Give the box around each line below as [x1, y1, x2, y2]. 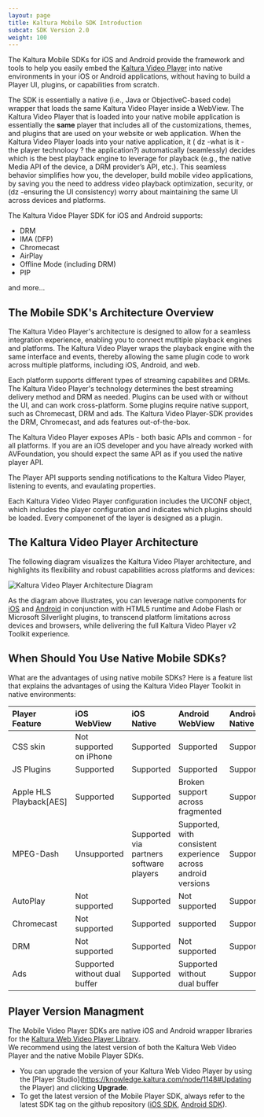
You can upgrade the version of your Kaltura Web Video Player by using [19, 1066, 253, 1075]
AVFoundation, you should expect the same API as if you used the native [8, 449, 244, 459]
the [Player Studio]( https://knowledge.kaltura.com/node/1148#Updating [19, 1075, 251, 1084]
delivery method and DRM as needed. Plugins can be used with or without [8, 393, 248, 402]
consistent [178, 839, 218, 850]
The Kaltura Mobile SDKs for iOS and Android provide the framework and [8, 55, 245, 65]
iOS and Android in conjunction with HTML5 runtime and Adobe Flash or [8, 603, 242, 614]
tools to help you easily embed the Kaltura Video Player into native [8, 64, 223, 73]
